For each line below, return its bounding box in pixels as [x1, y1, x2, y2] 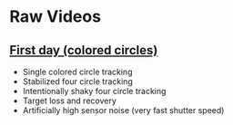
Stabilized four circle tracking [22, 76, 134, 87]
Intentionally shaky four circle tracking [22, 86, 167, 96]
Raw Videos [9, 6, 102, 27]
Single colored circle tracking [22, 66, 133, 77]
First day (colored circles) [9, 43, 158, 58]
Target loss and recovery [22, 95, 116, 106]
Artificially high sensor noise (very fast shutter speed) [22, 105, 225, 115]
